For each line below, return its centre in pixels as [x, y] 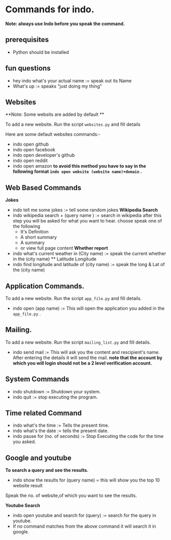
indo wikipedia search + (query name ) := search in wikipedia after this [87, 215]
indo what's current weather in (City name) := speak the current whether [89, 254]
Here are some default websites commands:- [53, 134]
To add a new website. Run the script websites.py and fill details [73, 125]
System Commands [37, 379]
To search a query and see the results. [47, 470]
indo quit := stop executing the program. [55, 397]
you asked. [24, 442]
